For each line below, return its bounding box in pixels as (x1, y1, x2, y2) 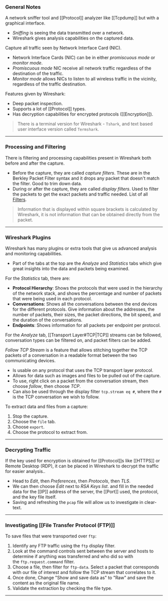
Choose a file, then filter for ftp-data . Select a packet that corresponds (12, 564, 159, 570)
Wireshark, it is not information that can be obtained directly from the (17, 211, 160, 217)
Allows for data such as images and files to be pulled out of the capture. (12, 372, 161, 378)
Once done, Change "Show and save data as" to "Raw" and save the (12, 574, 154, 581)
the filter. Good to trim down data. (12, 180, 82, 186)
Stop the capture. (12, 413, 48, 419)
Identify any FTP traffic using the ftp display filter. (12, 543, 116, 549)
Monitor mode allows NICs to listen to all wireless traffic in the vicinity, (12, 76, 157, 82)
